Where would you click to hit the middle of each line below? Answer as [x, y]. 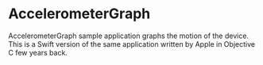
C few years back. [38, 52]
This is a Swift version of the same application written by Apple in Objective [132, 44]
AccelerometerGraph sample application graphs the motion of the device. [128, 36]
